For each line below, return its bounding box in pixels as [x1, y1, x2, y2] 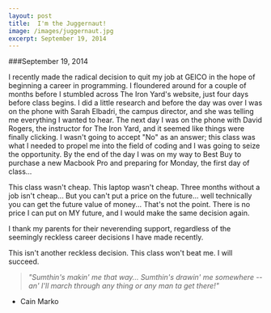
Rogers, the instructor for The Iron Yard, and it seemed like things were [8, 124, 245, 133]
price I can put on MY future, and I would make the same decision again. [8, 208, 250, 218]
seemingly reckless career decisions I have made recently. [8, 232, 204, 243]
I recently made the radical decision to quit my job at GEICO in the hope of [8, 72, 256, 82]
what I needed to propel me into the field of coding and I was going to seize [8, 141, 260, 150]
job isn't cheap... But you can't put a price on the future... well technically [8, 191, 252, 201]
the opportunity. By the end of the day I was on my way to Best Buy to [8, 150, 242, 159]
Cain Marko [19, 297, 59, 307]
